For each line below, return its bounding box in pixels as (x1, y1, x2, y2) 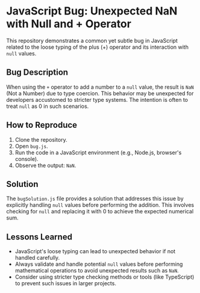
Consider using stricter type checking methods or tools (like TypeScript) (14, 273, 195, 281)
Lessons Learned (6, 232, 72, 242)
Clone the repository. (14, 136, 67, 143)
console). (14, 155, 39, 162)
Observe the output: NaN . (14, 162, 77, 169)
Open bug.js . (14, 142, 48, 150)
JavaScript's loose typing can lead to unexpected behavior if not (14, 248, 176, 255)
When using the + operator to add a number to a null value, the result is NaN (6, 83, 194, 90)
